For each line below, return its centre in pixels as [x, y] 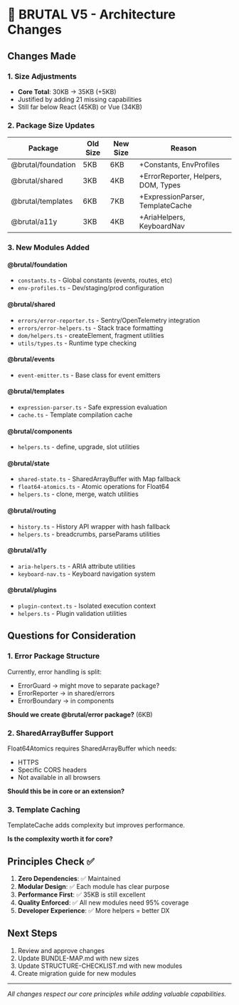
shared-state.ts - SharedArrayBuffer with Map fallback [99, 479]
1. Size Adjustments [42, 76]
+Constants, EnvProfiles [179, 165]
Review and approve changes [61, 950]
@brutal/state [28, 463]
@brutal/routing [32, 510]
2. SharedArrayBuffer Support [60, 733]
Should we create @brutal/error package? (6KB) [80, 714]
